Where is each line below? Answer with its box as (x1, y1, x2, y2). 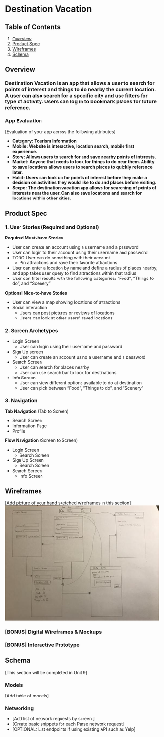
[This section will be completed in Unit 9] (5, 669, 88, 675)
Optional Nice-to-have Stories (5, 290, 67, 296)
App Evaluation (5, 118, 42, 124)
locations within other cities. (12, 195, 72, 201)
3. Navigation (5, 397, 38, 404)
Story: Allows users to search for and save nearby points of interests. (12, 154, 156, 159)
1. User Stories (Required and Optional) (5, 223, 99, 230)
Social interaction (12, 305, 47, 311)
